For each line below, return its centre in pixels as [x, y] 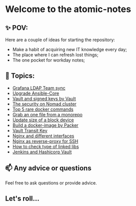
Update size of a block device [43, 120]
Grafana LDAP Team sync [39, 88]
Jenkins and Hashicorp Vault [42, 152]
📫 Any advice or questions [48, 168]
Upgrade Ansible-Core [36, 93]
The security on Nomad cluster [44, 104]
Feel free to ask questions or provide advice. [51, 183]
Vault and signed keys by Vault [44, 98]
